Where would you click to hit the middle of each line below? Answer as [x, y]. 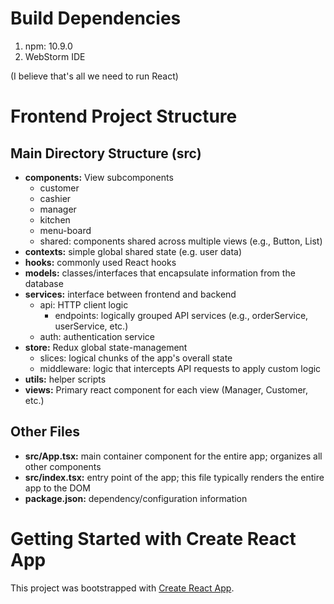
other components [63, 466]
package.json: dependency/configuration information [136, 498]
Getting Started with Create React [153, 538]
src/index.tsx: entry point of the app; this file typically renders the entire [174, 477]
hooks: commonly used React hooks [100, 262]
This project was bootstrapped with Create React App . [122, 588]
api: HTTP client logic [84, 304]
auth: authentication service [97, 336]
